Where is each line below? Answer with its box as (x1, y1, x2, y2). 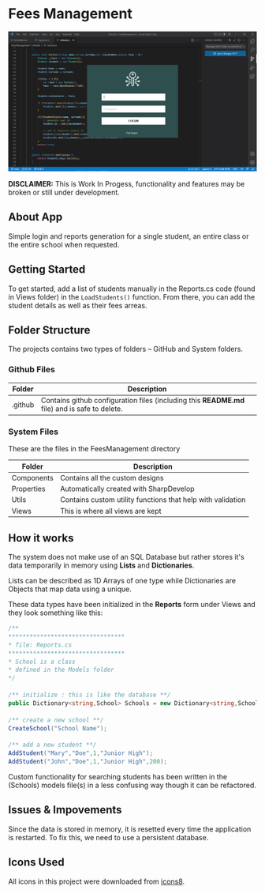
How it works (8, 531, 74, 545)
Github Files (8, 364, 55, 375)
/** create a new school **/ (8, 716, 104, 724)
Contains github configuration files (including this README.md (40, 396, 244, 406)
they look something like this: (8, 608, 103, 617)
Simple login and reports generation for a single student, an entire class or (8, 231, 249, 241)
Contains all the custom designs (60, 473, 164, 482)
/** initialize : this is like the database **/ (8, 691, 171, 700)
